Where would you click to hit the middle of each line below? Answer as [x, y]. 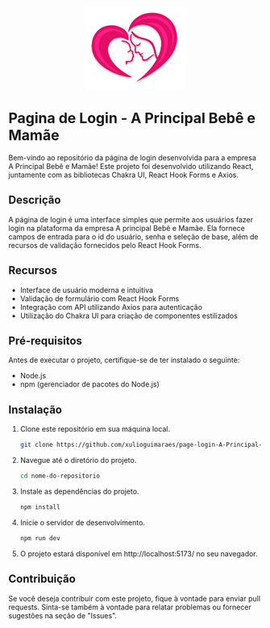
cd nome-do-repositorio [60, 476]
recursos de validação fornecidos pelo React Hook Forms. [105, 245]
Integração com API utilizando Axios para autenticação [111, 307]
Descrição [35, 200]
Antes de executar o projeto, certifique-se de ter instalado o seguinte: [124, 360]
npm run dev [40, 538]
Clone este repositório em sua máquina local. [95, 429]
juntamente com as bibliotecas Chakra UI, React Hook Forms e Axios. [124, 175]
